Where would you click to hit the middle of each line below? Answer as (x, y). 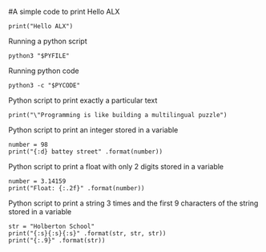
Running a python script (48, 41)
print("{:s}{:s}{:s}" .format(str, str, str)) (87, 234)
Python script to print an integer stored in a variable (93, 130)
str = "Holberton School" (51, 226)
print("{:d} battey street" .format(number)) (85, 152)
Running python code (44, 71)
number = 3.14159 (37, 181)
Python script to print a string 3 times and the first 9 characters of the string (133, 203)
